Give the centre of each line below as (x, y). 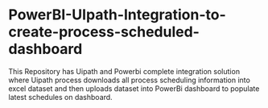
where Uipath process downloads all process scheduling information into (130, 80)
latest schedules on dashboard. (60, 97)
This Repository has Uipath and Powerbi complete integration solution (124, 71)
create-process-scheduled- (104, 32)
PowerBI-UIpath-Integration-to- (118, 15)
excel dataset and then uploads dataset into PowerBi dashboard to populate (134, 88)
